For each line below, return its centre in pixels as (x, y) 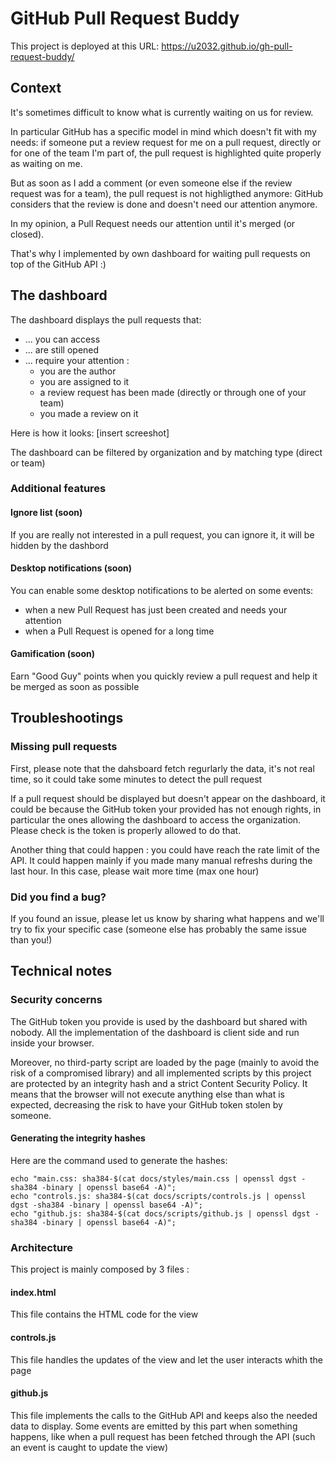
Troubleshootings (67, 718)
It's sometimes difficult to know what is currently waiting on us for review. (162, 112)
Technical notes (61, 971)
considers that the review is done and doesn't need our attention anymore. (164, 204)
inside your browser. (52, 1043)
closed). (27, 234)
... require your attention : (77, 360)
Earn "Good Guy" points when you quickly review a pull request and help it (164, 676)
